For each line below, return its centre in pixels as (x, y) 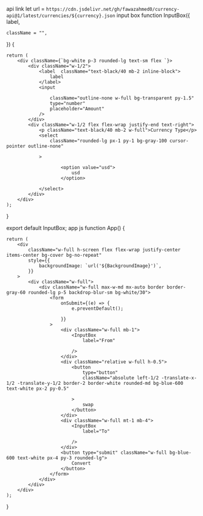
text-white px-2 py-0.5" (38, 389)
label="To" (96, 431)
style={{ (39, 260)
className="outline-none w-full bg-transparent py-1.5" (122, 98)
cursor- (179, 141)
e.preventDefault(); (97, 309)
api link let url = (26, 9)
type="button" (100, 373)
